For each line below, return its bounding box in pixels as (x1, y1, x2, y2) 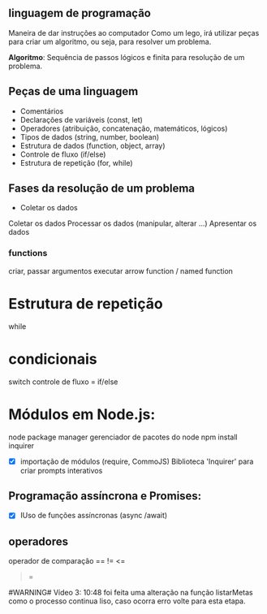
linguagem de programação (8, 6, 152, 20)
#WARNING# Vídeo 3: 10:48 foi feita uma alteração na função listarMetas (8, 588, 253, 598)
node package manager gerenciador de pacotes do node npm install (8, 432, 238, 442)
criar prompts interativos (19, 465, 103, 475)
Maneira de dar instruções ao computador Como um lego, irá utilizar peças (8, 28, 260, 37)
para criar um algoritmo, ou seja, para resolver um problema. (8, 37, 212, 46)
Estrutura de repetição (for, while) (19, 158, 133, 167)
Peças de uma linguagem (8, 84, 139, 98)
